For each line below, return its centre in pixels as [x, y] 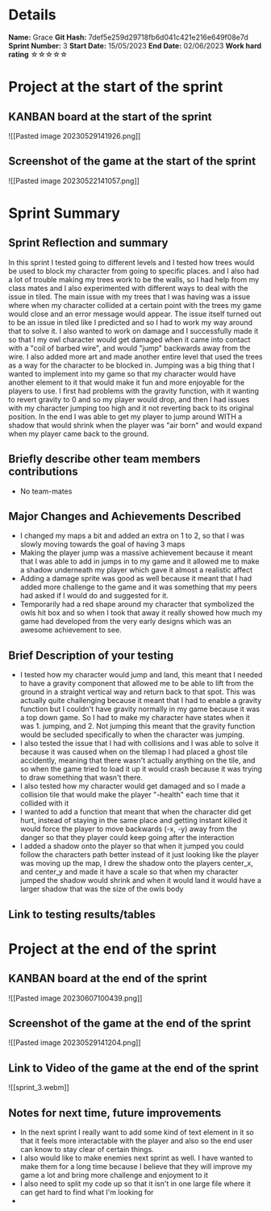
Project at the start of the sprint [116, 87]
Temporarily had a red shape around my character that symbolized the [137, 604]
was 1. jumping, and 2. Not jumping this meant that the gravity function [138, 726]
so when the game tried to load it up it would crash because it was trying [141, 769]
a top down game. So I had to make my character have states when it [135, 718]
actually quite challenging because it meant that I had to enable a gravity [141, 701]
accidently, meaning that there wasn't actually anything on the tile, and [138, 760]
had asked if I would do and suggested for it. [94, 596]
